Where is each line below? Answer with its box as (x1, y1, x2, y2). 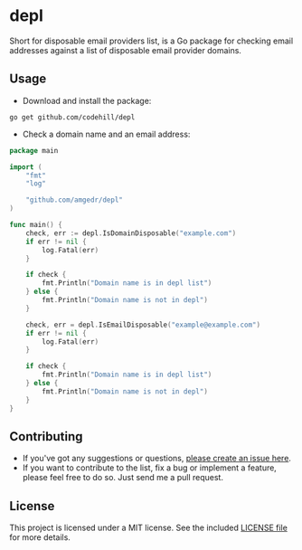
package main (9, 146, 59, 155)
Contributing (9, 429, 83, 444)
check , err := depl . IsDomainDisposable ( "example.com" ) (25, 228, 237, 238)
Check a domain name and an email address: (22, 128, 191, 139)
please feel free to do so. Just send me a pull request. (22, 472, 224, 483)
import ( (9, 162, 42, 172)
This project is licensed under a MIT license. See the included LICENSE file (9, 522, 288, 534)
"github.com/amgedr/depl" (25, 195, 124, 204)
